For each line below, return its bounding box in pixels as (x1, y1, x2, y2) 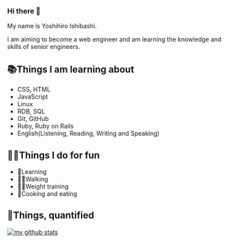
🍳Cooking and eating (17, 189, 77, 197)
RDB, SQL (17, 107, 46, 116)
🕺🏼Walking (17, 175, 48, 183)
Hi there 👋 (7, 6, 41, 16)
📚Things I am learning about (7, 64, 135, 75)
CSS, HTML (17, 86, 50, 94)
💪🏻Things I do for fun (7, 149, 100, 161)
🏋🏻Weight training (17, 182, 69, 191)
